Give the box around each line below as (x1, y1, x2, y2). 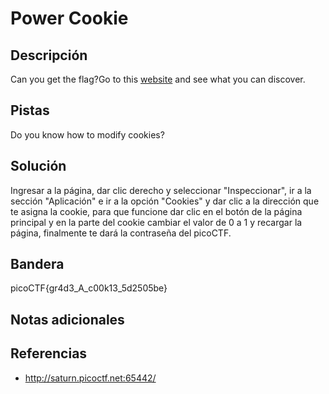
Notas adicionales (10, 311, 125, 328)
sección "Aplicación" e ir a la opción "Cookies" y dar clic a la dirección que (10, 195, 320, 207)
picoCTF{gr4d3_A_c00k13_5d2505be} (10, 282, 168, 294)
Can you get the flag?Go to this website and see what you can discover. (10, 73, 306, 85)
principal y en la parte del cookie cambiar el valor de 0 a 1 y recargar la (10, 216, 303, 228)
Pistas (10, 102, 50, 119)
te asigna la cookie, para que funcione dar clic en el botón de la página (10, 205, 303, 217)
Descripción (10, 47, 88, 64)
